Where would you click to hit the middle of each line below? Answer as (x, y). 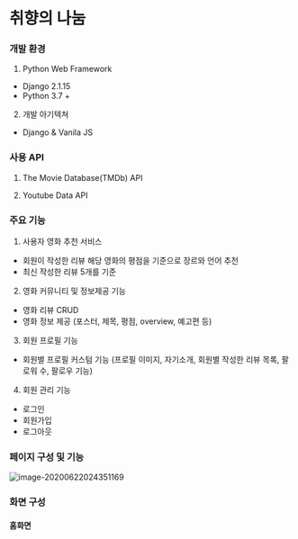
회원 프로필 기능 (50, 341)
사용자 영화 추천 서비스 (62, 242)
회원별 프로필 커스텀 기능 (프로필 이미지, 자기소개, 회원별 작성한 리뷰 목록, (151, 360)
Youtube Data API (55, 195)
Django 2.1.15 (46, 86)
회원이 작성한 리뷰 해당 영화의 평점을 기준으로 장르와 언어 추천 (130, 261)
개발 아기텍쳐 (45, 114)
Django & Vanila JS (57, 132)
